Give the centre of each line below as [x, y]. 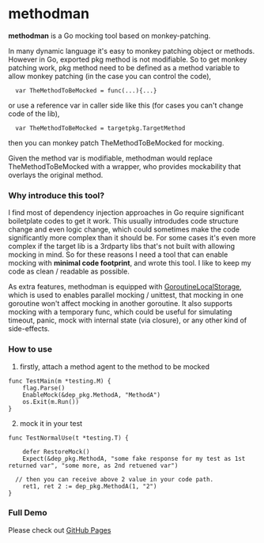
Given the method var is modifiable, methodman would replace [111, 158]
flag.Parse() [44, 388]
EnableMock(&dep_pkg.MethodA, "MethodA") [91, 395]
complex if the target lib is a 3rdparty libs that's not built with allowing [122, 247]
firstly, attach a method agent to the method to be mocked [114, 366]
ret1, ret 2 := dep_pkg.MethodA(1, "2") [90, 486]
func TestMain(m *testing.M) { [60, 381]
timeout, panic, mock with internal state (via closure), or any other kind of [128, 320]
